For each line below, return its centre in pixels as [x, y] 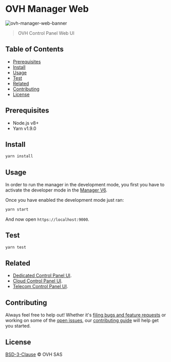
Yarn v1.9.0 [25, 128]
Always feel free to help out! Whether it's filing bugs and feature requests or [86, 315]
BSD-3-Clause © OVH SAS [34, 354]
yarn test [16, 247]
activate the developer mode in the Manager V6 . [56, 190]
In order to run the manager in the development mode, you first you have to [85, 185]
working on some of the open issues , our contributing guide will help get [82, 320]
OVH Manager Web [47, 9]
